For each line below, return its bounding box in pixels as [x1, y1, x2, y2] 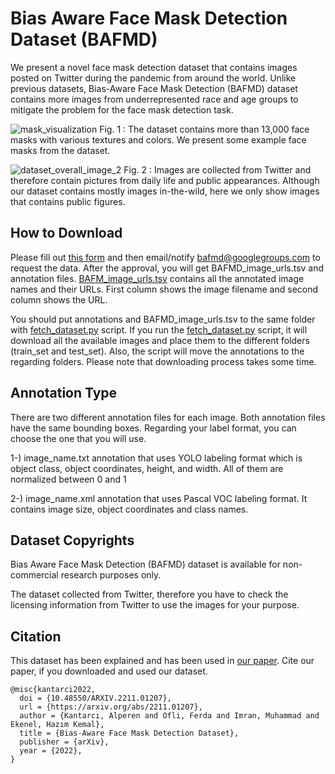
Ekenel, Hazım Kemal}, [10, 720, 105, 730]
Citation [10, 628, 62, 645]
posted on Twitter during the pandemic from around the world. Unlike [10, 72, 297, 84]
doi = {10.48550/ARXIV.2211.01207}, [19, 693, 172, 704]
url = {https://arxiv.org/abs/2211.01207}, [19, 702, 203, 712]
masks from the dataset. [10, 144, 111, 156]
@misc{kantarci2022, [10, 685, 97, 695]
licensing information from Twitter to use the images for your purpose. [10, 599, 300, 611]
